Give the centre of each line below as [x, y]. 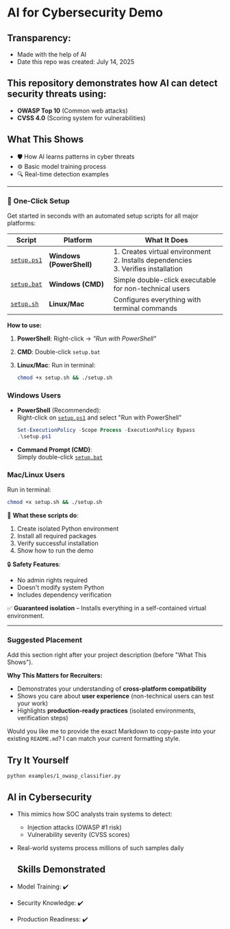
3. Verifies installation [148, 268]
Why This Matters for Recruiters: [55, 676]
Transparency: [39, 38]
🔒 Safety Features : [34, 564]
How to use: [25, 325]
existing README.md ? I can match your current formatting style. [94, 739]
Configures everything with [157, 299]
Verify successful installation [57, 543]
